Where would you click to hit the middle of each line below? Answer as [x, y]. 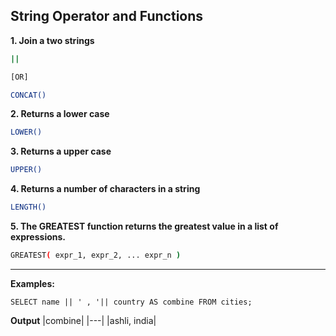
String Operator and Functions [107, 16]
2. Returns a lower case [60, 114]
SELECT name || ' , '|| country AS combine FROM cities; [131, 302]
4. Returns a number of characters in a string [105, 189]
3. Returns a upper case [61, 151]
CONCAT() [28, 95]
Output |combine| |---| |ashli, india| [83, 320]
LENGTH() [28, 207]
